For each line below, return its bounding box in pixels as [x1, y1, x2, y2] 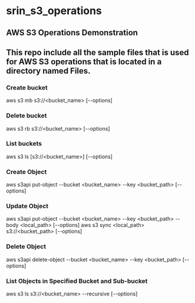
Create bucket [6, 84, 48, 92]
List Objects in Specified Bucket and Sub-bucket [6, 277, 148, 285]
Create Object [6, 168, 47, 176]
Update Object [6, 202, 49, 210]
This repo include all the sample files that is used [6, 47, 189, 57]
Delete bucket [6, 112, 47, 120]
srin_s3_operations [6, 4, 102, 18]
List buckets [6, 139, 42, 148]
